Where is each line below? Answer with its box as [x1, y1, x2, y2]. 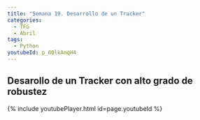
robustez [7, 86, 48, 98]
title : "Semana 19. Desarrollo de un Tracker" [7, 10, 145, 17]
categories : [7, 17, 42, 24]
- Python [13, 43, 39, 50]
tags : [7, 36, 23, 43]
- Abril [13, 29, 36, 37]
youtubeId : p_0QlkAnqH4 [7, 50, 77, 57]
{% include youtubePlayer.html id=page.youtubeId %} [7, 104, 163, 112]
